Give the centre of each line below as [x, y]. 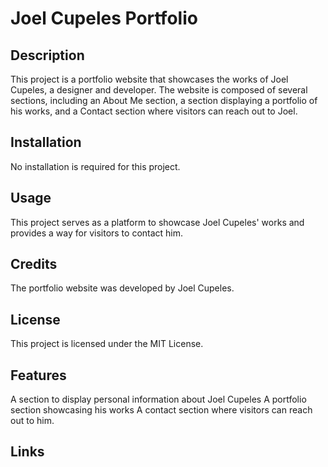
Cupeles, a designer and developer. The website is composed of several [159, 90]
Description [47, 55]
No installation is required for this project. [95, 166]
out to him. [32, 421]
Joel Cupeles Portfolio [104, 18]
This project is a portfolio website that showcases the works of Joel [149, 79]
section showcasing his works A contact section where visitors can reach [161, 410]
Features [38, 375]
